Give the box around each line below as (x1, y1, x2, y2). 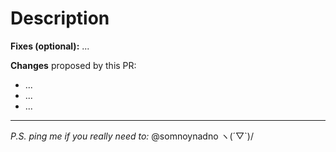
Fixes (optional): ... (10, 40, 90, 52)
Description (10, 7, 110, 30)
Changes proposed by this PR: (10, 59, 137, 71)
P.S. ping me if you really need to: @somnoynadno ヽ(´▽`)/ (10, 130, 254, 142)
